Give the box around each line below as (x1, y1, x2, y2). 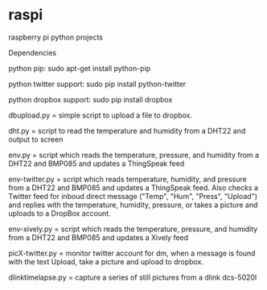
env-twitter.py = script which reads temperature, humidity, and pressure (8, 174, 247, 184)
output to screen (8, 135, 64, 144)
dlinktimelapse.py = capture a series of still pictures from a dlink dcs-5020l (8, 272, 257, 282)
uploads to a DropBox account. (8, 208, 111, 218)
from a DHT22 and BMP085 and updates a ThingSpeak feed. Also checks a (8, 183, 259, 193)
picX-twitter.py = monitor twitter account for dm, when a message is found (8, 248, 256, 258)
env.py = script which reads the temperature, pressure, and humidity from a (8, 150, 260, 159)
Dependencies (8, 48, 57, 57)
